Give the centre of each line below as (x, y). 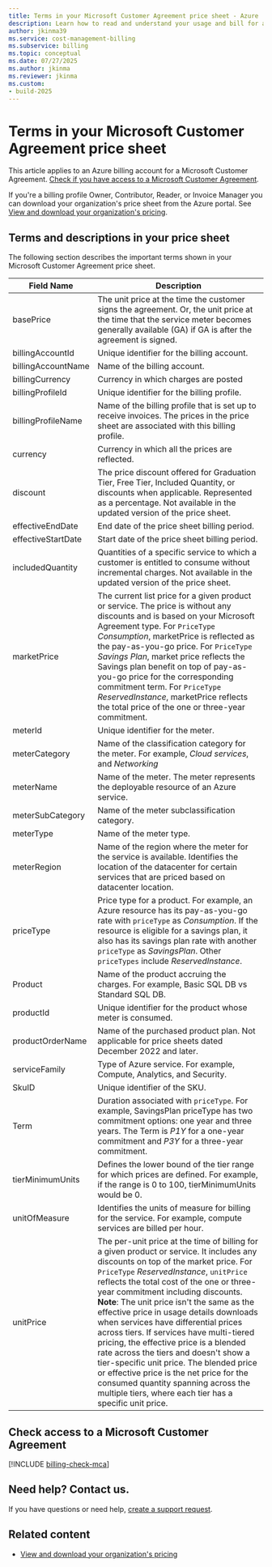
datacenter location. (136, 887)
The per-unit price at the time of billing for (178, 1242)
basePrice (32, 320)
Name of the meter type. (144, 834)
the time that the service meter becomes (175, 320)
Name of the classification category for (172, 744)
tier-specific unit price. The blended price (177, 1363)
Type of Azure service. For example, (166, 1064)
